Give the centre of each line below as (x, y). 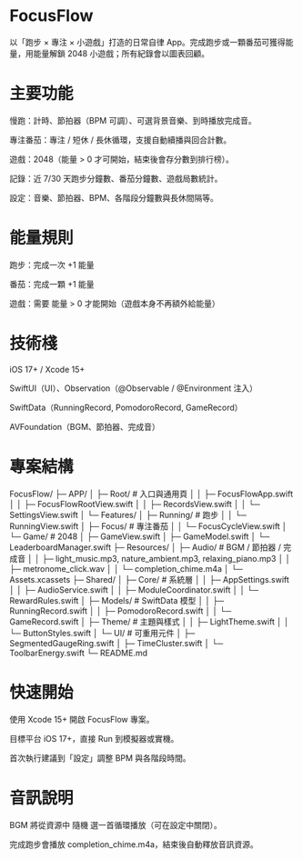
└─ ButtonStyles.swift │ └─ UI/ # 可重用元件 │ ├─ (102, 633)
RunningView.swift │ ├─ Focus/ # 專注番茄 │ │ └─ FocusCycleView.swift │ (149, 526)
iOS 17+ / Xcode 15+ (47, 369)
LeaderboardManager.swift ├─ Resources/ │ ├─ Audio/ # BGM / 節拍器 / (146, 547)
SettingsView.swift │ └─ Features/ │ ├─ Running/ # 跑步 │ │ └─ (128, 514)
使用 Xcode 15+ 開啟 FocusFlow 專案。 (82, 719)
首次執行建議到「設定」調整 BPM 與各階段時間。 (100, 758)
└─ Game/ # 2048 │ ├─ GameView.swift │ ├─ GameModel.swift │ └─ (140, 536)
